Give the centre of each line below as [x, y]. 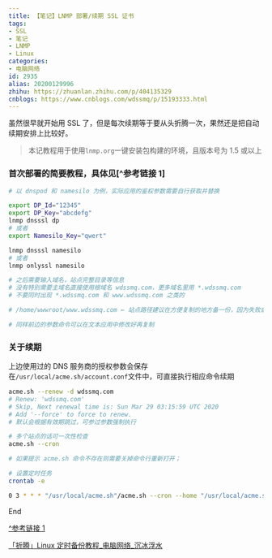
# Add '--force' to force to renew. [70, 414]
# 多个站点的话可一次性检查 [49, 437]
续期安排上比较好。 [40, 133]
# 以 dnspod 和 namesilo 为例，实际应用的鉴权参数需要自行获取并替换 [114, 191]
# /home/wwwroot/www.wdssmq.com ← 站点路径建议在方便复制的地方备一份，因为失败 [134, 310]
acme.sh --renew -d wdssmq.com [61, 392]
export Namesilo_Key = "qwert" [57, 236]
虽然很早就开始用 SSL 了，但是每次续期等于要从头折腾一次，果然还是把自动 [134, 123]
